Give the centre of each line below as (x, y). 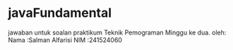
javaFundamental (60, 13)
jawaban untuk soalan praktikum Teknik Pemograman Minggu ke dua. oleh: (117, 32)
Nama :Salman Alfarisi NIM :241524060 (65, 39)
